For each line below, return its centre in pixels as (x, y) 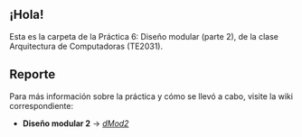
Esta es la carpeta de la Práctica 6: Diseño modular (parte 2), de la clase (144, 36)
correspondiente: (42, 105)
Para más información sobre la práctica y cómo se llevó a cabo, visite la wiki (151, 96)
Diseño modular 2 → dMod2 (75, 123)
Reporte (33, 74)
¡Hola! (27, 15)
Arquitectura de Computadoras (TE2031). (86, 46)
